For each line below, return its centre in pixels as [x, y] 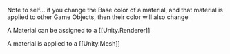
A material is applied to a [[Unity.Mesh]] [64, 43]
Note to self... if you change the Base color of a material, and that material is [115, 10]
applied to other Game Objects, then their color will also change [98, 17]
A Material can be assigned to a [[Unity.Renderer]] [79, 30]
